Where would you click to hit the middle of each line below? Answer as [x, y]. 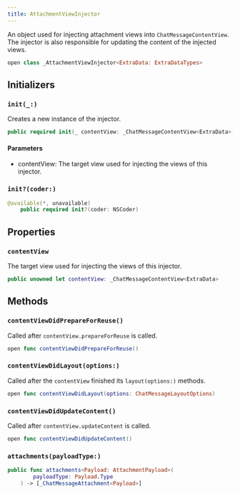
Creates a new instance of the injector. [64, 119]
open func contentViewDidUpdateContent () [70, 439]
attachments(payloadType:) [54, 456]
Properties [31, 232]
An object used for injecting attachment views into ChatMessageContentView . [118, 34]
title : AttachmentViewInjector [54, 14]
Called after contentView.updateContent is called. [79, 425]
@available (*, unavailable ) [49, 203]
